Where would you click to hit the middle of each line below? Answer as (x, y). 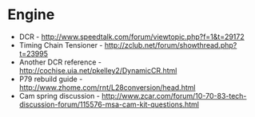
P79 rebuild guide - (51, 79)
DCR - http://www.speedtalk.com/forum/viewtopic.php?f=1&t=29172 (131, 37)
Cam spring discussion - (60, 96)
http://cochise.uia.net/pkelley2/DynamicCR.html (98, 70)
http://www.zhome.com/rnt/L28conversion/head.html (107, 87)
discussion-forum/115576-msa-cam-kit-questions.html (109, 104)
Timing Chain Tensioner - (61, 45)
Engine (31, 15)
